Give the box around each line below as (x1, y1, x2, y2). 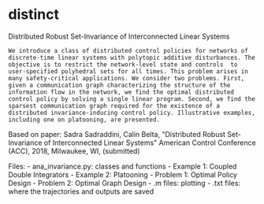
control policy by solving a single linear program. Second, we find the (8, 95, 256, 103)
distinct (8, 6, 59, 24)
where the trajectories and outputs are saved (8, 187, 154, 196)
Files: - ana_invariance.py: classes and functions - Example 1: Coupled (8, 161, 237, 171)
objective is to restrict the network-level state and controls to (8, 61, 238, 69)
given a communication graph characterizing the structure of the (8, 81, 231, 89)
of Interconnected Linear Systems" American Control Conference (43, 138, 256, 147)
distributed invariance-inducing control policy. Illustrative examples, (8, 109, 256, 117)
